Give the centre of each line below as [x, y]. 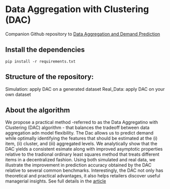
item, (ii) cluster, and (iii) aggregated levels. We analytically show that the [81, 144]
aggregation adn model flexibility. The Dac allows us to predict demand [79, 133]
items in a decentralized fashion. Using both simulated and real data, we [80, 160]
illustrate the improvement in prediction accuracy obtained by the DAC [78, 165]
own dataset [18, 94]
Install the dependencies [45, 50]
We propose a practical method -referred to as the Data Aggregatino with [82, 122]
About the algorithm [38, 110]
